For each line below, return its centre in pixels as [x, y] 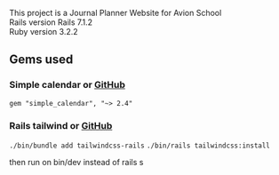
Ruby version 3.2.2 [44, 32]
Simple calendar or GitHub [68, 85]
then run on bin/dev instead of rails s [76, 162]
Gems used [41, 60]
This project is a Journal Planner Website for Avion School [116, 13]
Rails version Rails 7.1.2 [51, 22]
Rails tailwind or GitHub [61, 125]
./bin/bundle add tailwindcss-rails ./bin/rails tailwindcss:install [140, 146]
